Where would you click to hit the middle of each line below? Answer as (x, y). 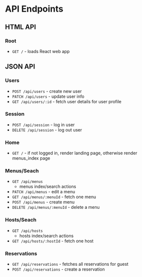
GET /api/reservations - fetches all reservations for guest (70, 264)
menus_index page (31, 158)
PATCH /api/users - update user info (48, 96)
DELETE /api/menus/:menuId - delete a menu (56, 207)
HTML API (21, 27)
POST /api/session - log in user (43, 125)
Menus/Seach (22, 171)
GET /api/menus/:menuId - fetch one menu (54, 197)
